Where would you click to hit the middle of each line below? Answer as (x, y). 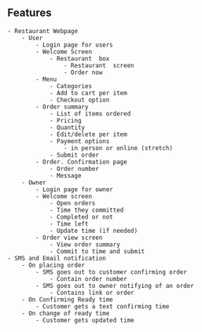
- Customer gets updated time (85, 320)
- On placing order (53, 265)
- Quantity (67, 127)
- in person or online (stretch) (118, 148)
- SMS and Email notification (57, 258)
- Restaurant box (79, 58)
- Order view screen (69, 238)
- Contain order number (88, 279)
